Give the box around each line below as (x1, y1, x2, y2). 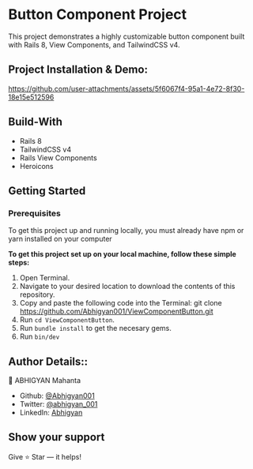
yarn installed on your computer (8, 234, 112, 244)
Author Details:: (8, 355, 89, 368)
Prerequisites (8, 208, 61, 219)
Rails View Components (19, 152, 97, 163)
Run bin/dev (19, 332, 60, 341)
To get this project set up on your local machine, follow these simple (8, 250, 237, 259)
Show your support (8, 430, 105, 444)
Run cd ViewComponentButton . (19, 315, 115, 325)
